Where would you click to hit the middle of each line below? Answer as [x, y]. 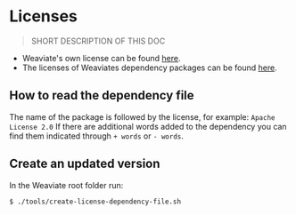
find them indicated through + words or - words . [97, 136]
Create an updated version [85, 164]
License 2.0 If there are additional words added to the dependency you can [148, 126]
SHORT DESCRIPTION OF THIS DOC [98, 41]
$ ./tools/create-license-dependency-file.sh [95, 202]
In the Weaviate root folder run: [66, 185]
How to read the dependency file [102, 96]
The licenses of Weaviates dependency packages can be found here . [150, 68]
